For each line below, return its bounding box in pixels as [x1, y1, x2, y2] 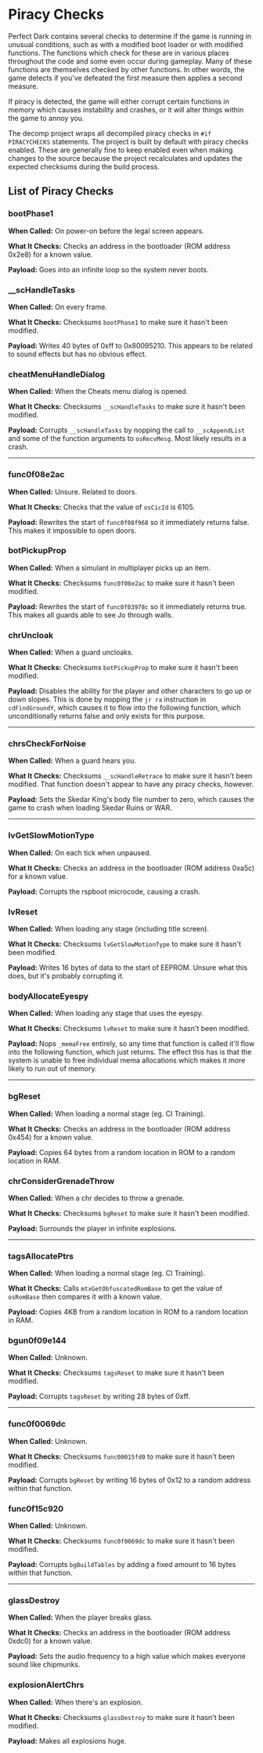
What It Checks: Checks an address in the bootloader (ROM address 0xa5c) [8, 863, 255, 873]
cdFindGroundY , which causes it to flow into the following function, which [8, 703, 241, 712]
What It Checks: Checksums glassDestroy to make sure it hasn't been [8, 1712, 235, 1722]
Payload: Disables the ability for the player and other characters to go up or [8, 687, 252, 696]
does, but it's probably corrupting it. [8, 971, 124, 980]
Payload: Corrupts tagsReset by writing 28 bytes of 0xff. [8, 1391, 190, 1401]
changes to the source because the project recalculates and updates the [8, 153, 243, 162]
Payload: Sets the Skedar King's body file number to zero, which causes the [8, 795, 254, 804]
